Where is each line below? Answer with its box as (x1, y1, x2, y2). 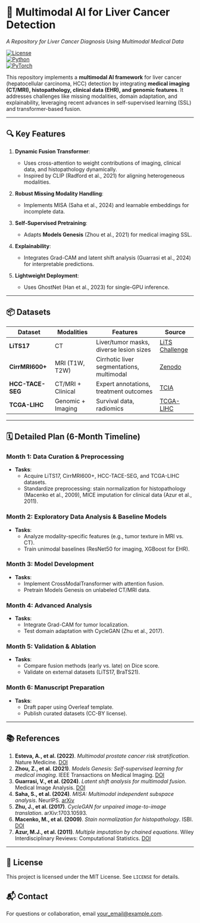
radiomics (96, 404, 124, 412)
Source (164, 328, 186, 336)
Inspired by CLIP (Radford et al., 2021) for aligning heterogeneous (23, 172, 185, 179)
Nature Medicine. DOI (14, 758, 68, 765)
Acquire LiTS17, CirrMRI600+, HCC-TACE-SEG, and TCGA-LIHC (23, 473, 180, 480)
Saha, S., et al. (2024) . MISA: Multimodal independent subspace (14, 790, 174, 797)
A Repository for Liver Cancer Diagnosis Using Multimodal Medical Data (6, 38, 184, 45)
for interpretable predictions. (23, 260, 94, 267)
